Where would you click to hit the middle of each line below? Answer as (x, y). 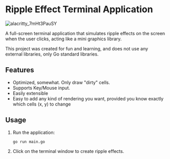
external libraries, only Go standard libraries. (52, 54)
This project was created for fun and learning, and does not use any (77, 48)
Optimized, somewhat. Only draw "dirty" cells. (61, 82)
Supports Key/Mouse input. (41, 88)
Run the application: (34, 132)
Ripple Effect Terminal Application (79, 9)
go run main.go (29, 142)
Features (20, 70)
